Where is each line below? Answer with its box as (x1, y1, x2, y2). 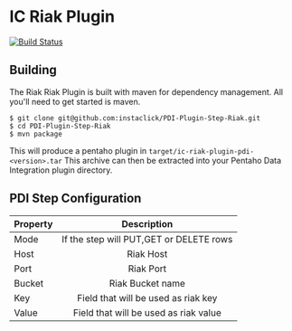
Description (121, 217, 174, 230)
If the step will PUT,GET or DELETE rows (61, 232, 233, 245)
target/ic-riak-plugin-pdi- (148, 147, 255, 156)
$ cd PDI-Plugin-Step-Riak (9, 121, 111, 130)
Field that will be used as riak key (76, 291, 218, 304)
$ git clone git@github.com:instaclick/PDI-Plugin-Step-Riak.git (9, 113, 260, 123)
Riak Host (127, 247, 168, 260)
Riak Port (127, 262, 167, 275)
